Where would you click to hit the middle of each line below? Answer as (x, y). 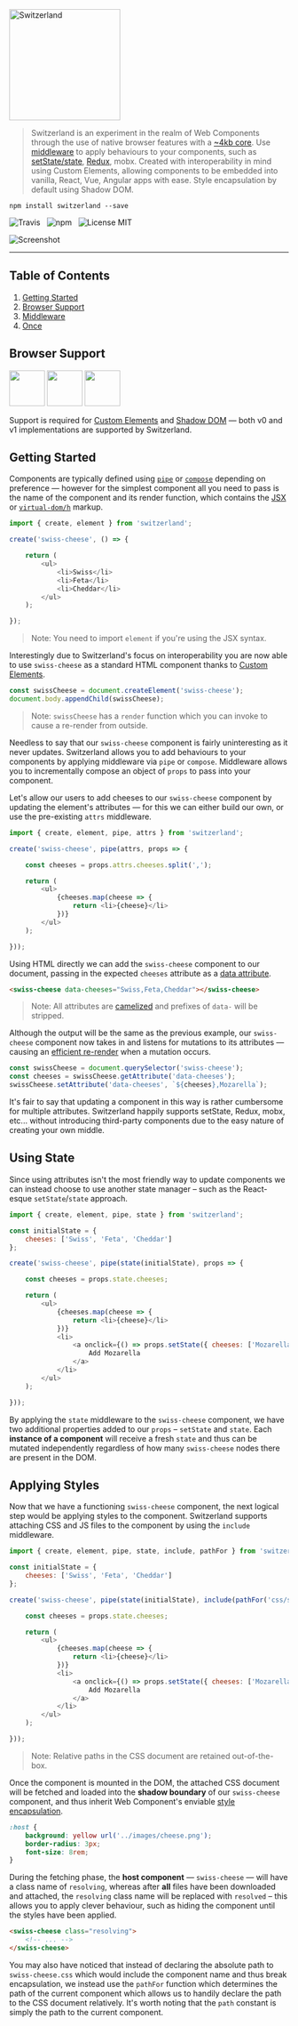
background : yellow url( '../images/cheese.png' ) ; (119, 1836)
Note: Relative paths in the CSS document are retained (130, 1756)
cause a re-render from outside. (89, 725)
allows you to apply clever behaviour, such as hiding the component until (142, 1906)
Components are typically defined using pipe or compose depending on (137, 478)
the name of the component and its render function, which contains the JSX (148, 498)
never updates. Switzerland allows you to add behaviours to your (128, 752)
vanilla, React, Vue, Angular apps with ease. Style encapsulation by (154, 180)
